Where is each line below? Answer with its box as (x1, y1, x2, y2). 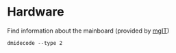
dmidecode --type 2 (7, 39, 63, 46)
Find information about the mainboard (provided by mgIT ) (7, 26, 170, 35)
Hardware (7, 4, 64, 20)
